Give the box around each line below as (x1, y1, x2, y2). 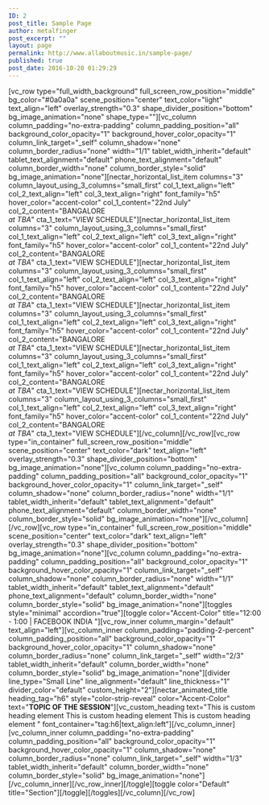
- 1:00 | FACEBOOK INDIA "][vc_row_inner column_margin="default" (8, 617, 234, 626)
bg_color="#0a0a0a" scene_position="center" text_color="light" (8, 94, 223, 105)
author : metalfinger (8, 27, 78, 35)
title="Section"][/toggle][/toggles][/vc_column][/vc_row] (8, 787, 196, 797)
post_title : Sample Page (8, 19, 92, 27)
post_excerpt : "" (8, 34, 67, 43)
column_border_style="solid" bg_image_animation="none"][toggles (8, 599, 233, 609)
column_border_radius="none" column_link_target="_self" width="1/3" (8, 753, 243, 763)
